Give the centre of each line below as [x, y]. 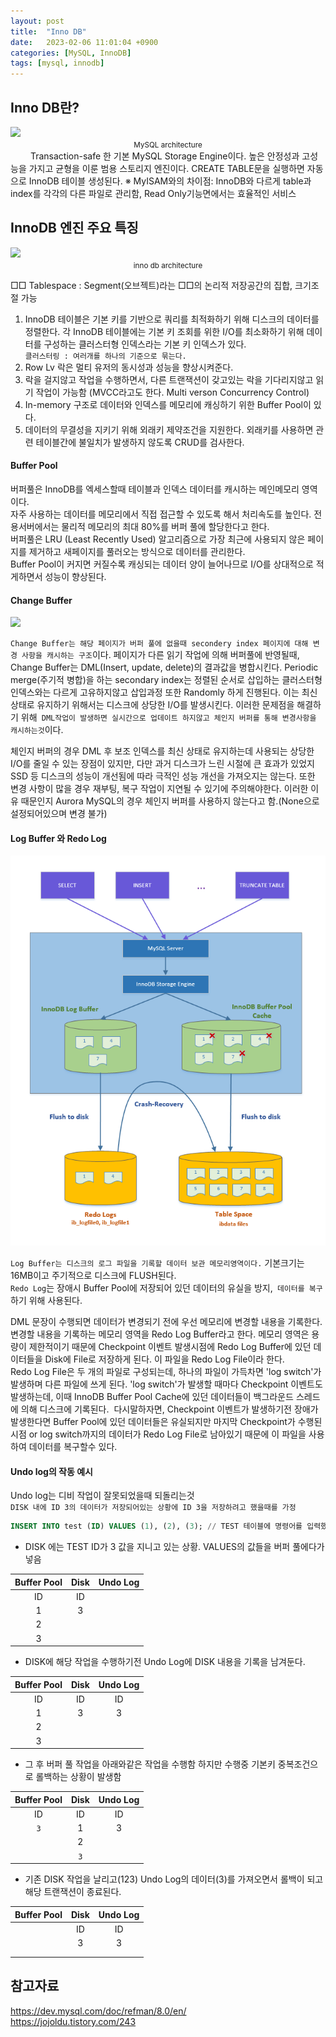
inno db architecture [168, 265]
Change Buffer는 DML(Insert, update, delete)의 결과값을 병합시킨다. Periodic [164, 667]
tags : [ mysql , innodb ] [57, 63]
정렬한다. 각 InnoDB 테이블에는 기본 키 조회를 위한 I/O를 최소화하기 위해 [164, 331]
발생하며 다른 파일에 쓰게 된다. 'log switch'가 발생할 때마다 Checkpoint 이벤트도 [166, 1384]
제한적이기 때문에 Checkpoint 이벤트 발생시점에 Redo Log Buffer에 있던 [170, 1346]
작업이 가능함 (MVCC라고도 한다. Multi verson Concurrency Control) [172, 392]
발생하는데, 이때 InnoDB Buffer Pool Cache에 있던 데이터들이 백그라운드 [152, 1396]
